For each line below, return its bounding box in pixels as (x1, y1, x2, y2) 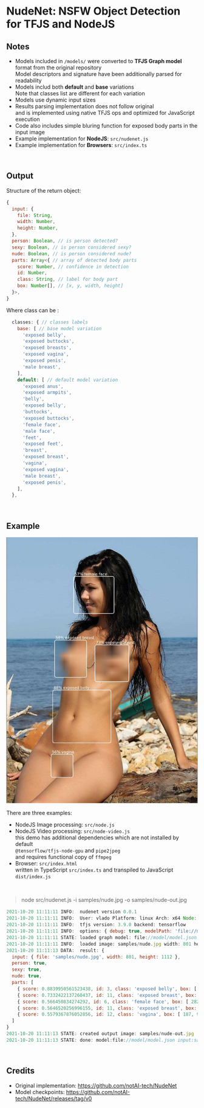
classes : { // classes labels (12, 319, 88, 325)
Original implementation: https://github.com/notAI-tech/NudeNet (15, 1082, 177, 1089)
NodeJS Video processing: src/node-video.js (15, 828, 131, 835)
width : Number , (17, 219, 56, 225)
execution (15, 115, 41, 123)
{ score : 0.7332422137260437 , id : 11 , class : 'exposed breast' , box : (17, 992, 197, 998)
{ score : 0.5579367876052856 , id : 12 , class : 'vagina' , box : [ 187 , (17, 1011, 194, 1017)
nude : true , (12, 973, 42, 979)
